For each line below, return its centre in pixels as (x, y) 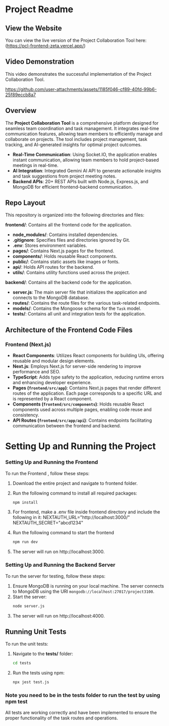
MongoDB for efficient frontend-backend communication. (73, 187)
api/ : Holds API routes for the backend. (53, 267)
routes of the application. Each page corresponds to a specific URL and (87, 393)
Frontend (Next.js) (28, 344)
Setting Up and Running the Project (80, 446)
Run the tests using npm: (38, 673)
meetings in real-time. (35, 165)
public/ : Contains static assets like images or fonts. (66, 262)
